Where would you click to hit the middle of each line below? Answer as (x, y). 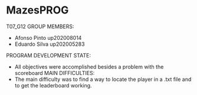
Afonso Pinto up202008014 (48, 38)
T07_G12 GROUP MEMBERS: (40, 26)
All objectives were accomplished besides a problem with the (89, 67)
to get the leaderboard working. (53, 85)
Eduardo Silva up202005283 (50, 44)
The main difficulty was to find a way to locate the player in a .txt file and (103, 79)
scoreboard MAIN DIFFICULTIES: (55, 73)
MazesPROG (37, 10)
